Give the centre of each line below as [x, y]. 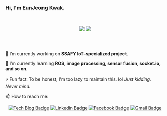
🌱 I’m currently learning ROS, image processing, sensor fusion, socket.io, [83, 64]
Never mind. [18, 86]
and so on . [16, 69]
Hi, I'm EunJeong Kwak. [35, 8]
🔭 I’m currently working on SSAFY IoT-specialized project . [67, 54]
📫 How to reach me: [27, 96]
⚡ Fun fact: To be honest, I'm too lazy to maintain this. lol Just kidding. [78, 79]
